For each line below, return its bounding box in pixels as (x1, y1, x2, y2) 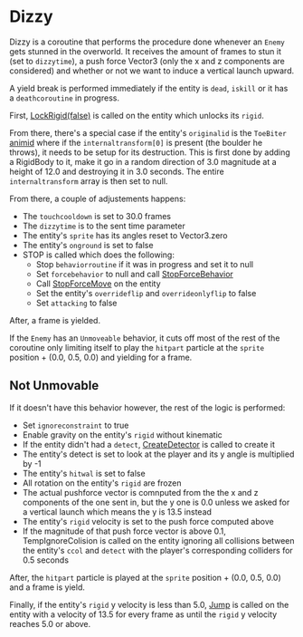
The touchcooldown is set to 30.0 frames (22, 210, 172, 221)
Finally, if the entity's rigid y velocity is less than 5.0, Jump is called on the (9, 599, 289, 610)
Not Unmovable (9, 378, 99, 393)
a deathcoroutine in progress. (9, 92, 120, 103)
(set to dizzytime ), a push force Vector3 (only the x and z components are (9, 55, 285, 66)
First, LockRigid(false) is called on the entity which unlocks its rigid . (9, 110, 265, 121)
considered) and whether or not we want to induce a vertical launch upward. (9, 65, 295, 76)
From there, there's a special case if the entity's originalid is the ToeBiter (9, 127, 287, 138)
